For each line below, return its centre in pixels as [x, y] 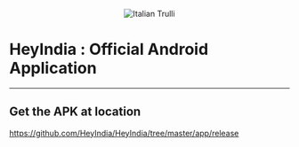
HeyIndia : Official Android [109, 50]
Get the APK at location [75, 112]
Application [53, 69]
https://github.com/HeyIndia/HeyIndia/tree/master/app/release [124, 133]
